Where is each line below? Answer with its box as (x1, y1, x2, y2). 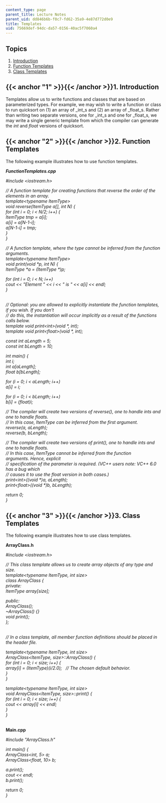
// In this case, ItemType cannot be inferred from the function (5, 450, 132, 456)
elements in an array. (5, 193, 49, 199)
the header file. (5, 639, 37, 645)
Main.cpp (5, 727, 26, 733)
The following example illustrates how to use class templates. (5, 532, 132, 538)
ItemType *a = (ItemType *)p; (5, 266, 66, 272)
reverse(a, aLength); (5, 424, 48, 430)
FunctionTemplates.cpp (5, 168, 56, 174)
